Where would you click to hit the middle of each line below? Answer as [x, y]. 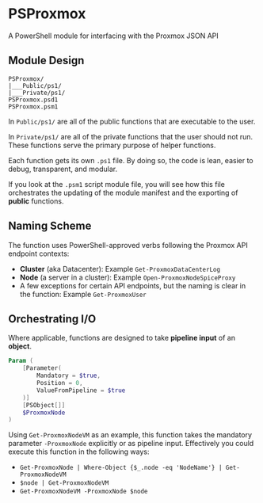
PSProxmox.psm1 [33, 107]
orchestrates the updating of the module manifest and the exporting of [123, 192]
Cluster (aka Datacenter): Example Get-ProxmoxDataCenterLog [120, 269]
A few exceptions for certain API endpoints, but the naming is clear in [133, 285]
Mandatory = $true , [69, 376]
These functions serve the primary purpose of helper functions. [112, 145]
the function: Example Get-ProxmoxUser [83, 294]
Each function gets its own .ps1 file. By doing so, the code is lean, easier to [131, 160]
